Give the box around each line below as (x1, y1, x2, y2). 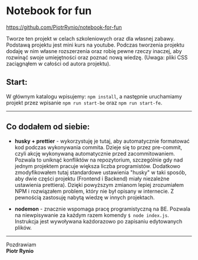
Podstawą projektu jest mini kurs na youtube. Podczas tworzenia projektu (6, 41, 184, 48)
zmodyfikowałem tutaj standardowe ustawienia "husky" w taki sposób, (14, 169, 187, 176)
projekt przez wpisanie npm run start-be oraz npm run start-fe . (6, 99, 163, 106)
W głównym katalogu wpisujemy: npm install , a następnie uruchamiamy (6, 93, 183, 100)
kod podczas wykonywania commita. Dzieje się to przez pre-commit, (14, 143, 183, 151)
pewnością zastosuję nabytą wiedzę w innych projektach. (14, 193, 155, 201)
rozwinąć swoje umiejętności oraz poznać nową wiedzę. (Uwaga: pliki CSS (6, 54, 188, 61)
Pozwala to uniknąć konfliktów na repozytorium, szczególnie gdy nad (14, 156, 183, 163)
